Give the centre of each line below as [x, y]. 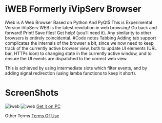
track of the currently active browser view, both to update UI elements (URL [81, 48]
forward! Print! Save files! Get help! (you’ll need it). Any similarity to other [78, 33]
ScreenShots [32, 93]
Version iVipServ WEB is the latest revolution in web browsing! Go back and [81, 27]
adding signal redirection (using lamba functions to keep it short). [71, 73]
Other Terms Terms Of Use [32, 116]
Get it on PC [49, 106]
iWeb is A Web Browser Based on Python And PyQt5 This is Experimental [79, 22]
